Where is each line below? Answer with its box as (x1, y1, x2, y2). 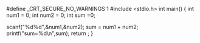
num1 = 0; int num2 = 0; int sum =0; (6, 12, 96, 19)
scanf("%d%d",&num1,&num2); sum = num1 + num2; (6, 24, 139, 30)
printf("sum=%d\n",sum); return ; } (6, 30, 94, 37)
